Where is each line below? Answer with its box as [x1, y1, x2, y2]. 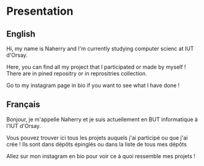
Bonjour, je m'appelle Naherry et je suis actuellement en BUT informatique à [6, 115, 198, 123]
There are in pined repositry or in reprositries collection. [6, 70, 148, 77]
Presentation [6, 4, 74, 18]
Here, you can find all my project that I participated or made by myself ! [6, 63, 186, 70]
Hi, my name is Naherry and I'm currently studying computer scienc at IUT [6, 45, 194, 52]
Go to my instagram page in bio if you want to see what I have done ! [6, 81, 180, 89]
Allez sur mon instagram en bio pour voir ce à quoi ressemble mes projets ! [6, 152, 196, 160]
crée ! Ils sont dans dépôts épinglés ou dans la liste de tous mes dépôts [6, 140, 187, 148]
